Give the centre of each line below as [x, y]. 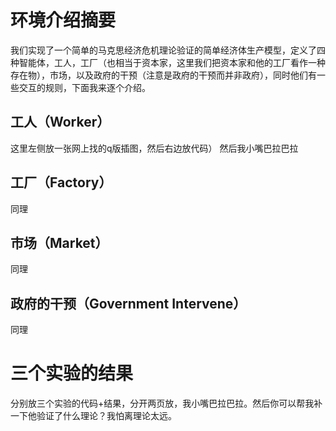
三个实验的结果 [72, 373]
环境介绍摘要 [63, 20]
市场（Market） [59, 242]
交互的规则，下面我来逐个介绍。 [84, 87]
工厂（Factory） [61, 182]
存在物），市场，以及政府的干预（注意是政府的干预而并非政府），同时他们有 [163, 75]
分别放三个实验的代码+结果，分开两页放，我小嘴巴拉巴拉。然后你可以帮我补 [166, 403]
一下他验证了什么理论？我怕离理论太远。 [93, 416]
